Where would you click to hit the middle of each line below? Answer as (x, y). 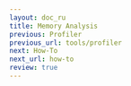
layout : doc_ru (38, 17)
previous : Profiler (46, 34)
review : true (34, 68)
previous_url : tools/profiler (66, 43)
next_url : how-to (42, 59)
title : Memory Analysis (54, 26)
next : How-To (34, 51)
